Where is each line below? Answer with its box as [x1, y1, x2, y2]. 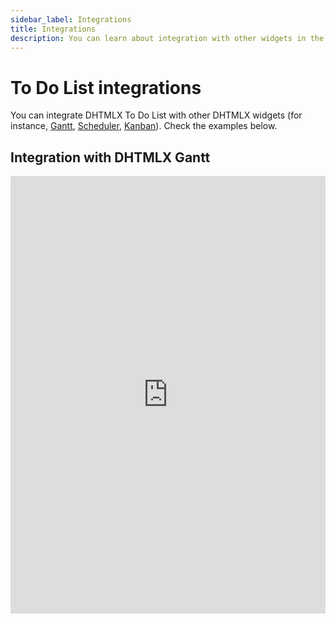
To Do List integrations [10, 76, 202, 99]
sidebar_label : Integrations [10, 14, 132, 25]
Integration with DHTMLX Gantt [10, 149, 211, 166]
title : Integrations [10, 24, 97, 34]
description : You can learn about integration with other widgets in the [10, 33, 325, 43]
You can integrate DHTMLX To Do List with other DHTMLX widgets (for [10, 109, 303, 121]
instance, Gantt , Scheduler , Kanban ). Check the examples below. [10, 120, 278, 132]
